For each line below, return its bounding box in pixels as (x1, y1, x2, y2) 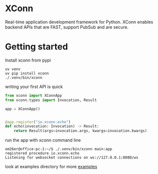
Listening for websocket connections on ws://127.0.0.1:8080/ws (5, 155, 138, 160)
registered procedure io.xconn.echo (5, 151, 79, 156)
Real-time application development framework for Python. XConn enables (5, 19, 154, 25)
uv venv (5, 67, 21, 71)
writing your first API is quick (5, 84, 63, 89)
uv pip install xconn (5, 71, 49, 76)
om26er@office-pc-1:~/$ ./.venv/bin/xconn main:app (5, 147, 112, 152)
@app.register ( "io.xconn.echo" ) (5, 120, 71, 124)
